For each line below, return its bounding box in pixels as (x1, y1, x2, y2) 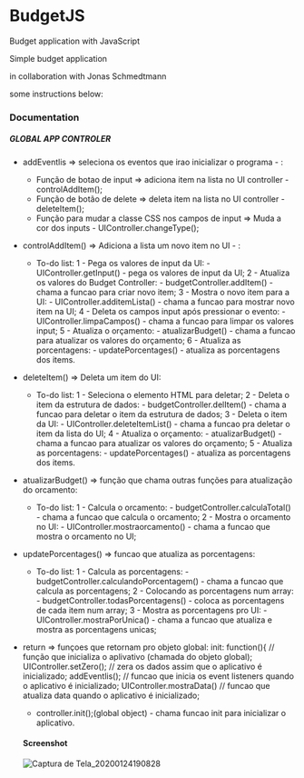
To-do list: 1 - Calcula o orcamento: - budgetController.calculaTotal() (35, 502, 292, 513)
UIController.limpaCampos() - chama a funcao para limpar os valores (35, 315, 295, 326)
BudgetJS (9, 5, 85, 26)
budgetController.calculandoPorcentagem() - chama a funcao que (35, 575, 284, 586)
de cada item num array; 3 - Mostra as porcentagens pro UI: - (35, 604, 268, 615)
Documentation (9, 111, 80, 124)
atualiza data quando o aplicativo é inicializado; (22, 690, 200, 701)
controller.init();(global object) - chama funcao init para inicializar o (35, 707, 287, 718)
